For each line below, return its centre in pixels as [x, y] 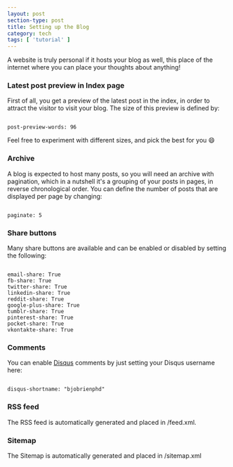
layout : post [26, 14]
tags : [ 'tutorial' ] [39, 40]
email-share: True [34, 275]
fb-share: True [29, 281]
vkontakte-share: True [40, 330]
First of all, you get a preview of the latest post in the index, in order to [109, 101]
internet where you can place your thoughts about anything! [94, 67]
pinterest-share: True [40, 318]
